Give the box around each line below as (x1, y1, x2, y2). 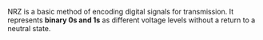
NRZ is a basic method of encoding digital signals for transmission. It (7, 7, 234, 16)
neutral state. (7, 24, 51, 33)
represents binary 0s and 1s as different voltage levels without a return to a (7, 15, 256, 25)
